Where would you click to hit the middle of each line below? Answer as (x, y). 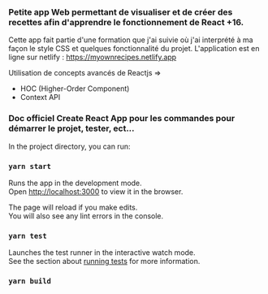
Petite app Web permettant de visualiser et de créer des (121, 12)
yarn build (30, 281)
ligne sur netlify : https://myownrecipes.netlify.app (93, 57)
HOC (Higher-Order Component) (75, 89)
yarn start (30, 166)
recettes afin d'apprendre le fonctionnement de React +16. (126, 22)
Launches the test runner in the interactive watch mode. (102, 253)
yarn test (28, 236)
